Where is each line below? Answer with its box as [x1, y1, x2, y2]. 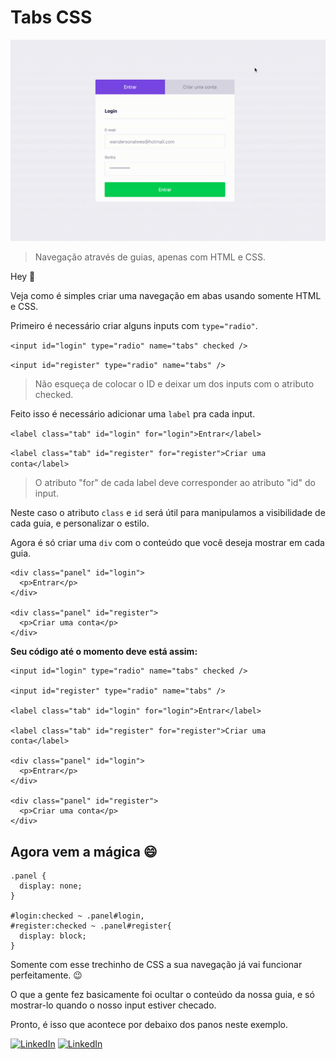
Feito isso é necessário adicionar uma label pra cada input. [10, 408, 256, 420]
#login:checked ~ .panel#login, [10, 911, 145, 921]
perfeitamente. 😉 [10, 969, 83, 981]
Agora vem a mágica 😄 [10, 843, 158, 860]
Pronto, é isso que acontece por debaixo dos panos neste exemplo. [10, 1019, 288, 1031]
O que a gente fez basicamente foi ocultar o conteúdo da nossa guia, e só [10, 989, 315, 1001]
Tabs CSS [10, 6, 93, 29]
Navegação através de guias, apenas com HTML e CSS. [34, 251, 267, 263]
